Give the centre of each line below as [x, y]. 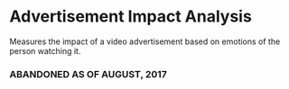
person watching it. [45, 50]
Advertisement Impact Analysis [131, 17]
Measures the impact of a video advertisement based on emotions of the [145, 41]
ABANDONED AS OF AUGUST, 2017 [88, 74]
